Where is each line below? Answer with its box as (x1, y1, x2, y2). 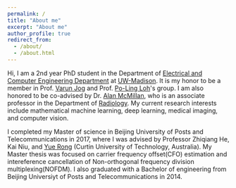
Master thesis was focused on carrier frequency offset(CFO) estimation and (7, 149, 228, 158)
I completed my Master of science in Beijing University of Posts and (7, 127, 204, 136)
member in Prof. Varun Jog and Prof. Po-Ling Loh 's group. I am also (7, 84, 204, 92)
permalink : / (7, 10, 46, 18)
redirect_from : (7, 37, 52, 44)
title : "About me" (7, 17, 61, 24)
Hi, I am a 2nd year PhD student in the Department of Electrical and (7, 68, 203, 77)
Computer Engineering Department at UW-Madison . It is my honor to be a (7, 76, 221, 84)
